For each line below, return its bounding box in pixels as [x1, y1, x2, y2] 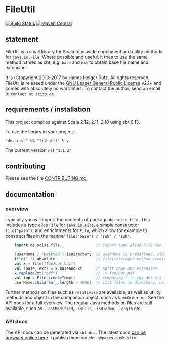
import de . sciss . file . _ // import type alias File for [14, 243, 162, 248]
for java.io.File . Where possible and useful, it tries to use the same [5, 54, 148, 60]
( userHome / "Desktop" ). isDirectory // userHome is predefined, [14, 252, 155, 257]
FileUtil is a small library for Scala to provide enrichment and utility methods [5, 48, 163, 54]
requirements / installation [5, 105, 91, 114]
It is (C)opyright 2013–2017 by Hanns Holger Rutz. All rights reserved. [5, 74, 150, 81]
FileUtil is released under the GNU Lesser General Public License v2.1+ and [5, 80, 162, 86]
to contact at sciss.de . [5, 90, 55, 97]
